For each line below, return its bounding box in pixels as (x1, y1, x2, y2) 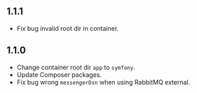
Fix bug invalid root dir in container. (16, 24, 119, 32)
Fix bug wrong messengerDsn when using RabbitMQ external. (16, 78, 191, 86)
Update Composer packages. (16, 70, 102, 79)
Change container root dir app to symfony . (16, 63, 136, 71)
